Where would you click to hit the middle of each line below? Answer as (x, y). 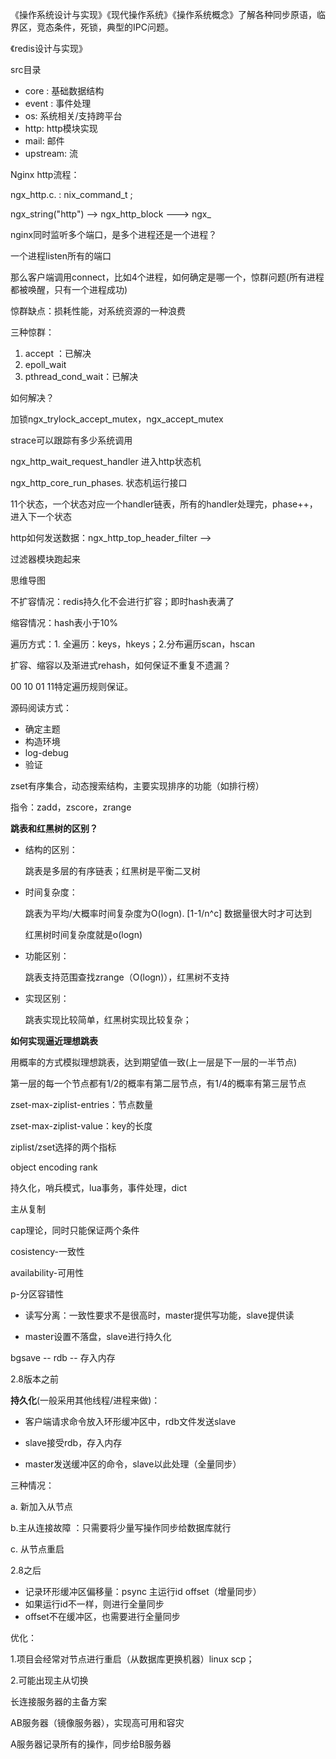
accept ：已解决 (58, 353)
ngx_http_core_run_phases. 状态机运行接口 (99, 482)
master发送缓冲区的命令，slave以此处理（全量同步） (133, 1464)
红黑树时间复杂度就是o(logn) (83, 934)
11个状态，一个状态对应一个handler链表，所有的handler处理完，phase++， (164, 504)
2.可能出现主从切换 (49, 1680)
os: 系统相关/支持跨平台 (73, 116)
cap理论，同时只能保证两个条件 (75, 1230)
